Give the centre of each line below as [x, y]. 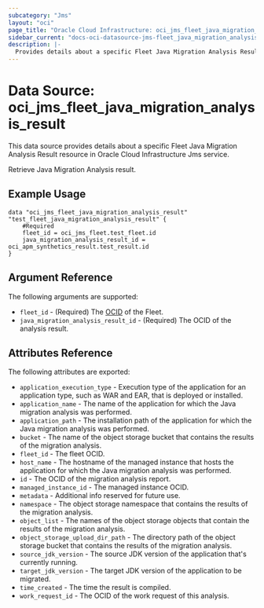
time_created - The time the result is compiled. [95, 588]
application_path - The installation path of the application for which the [136, 420]
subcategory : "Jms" [40, 15]
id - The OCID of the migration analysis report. [95, 479]
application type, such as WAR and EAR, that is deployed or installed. [131, 396]
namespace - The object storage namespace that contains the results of [134, 504]
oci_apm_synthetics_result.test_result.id [79, 247]
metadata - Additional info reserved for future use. [100, 496]
